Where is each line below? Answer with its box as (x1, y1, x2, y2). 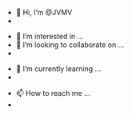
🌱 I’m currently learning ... (15, 64, 102, 73)
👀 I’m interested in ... (15, 32, 84, 41)
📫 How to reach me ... (15, 89, 90, 97)
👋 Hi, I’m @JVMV (15, 8, 73, 17)
